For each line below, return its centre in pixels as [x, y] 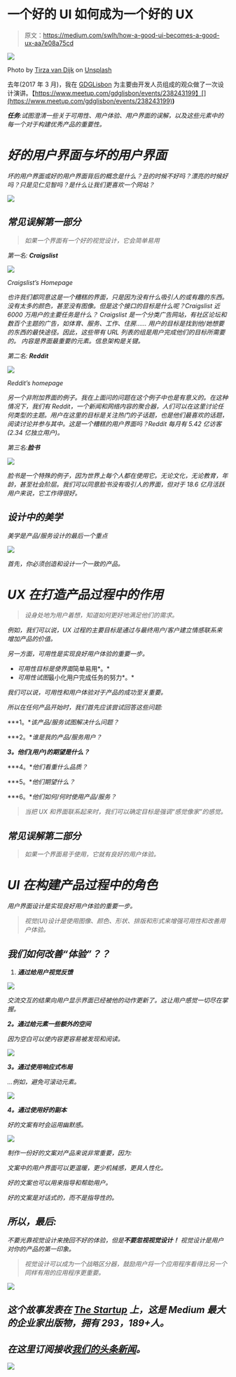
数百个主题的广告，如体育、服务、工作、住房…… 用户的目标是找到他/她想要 [116, 323]
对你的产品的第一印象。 [41, 1249]
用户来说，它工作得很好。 [44, 493]
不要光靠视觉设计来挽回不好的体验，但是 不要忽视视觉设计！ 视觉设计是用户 [116, 1240]
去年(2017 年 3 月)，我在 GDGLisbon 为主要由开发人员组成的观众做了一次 [113, 84]
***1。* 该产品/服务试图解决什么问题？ [63, 722]
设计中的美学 [35, 518]
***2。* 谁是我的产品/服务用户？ [55, 737]
